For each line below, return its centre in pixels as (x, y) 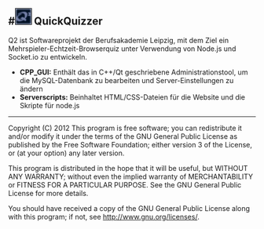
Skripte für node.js (49, 105)
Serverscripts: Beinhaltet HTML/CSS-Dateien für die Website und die (132, 97)
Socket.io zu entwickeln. (48, 56)
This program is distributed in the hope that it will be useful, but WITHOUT (128, 168)
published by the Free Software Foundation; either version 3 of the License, (130, 144)
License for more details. (48, 193)
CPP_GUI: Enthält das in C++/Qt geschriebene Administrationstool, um (134, 72)
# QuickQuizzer (56, 22)
